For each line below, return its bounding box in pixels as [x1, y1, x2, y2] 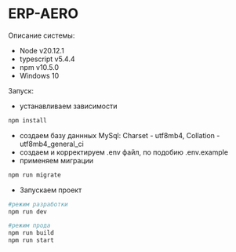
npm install [8, 116, 47, 124]
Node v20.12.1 [19, 46, 64, 55]
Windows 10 [19, 71, 60, 80]
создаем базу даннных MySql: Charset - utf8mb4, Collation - [19, 130, 220, 140]
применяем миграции [19, 155, 94, 165]
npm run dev [8, 207, 47, 216]
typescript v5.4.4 [19, 54, 76, 64]
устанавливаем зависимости [19, 101, 118, 111]
